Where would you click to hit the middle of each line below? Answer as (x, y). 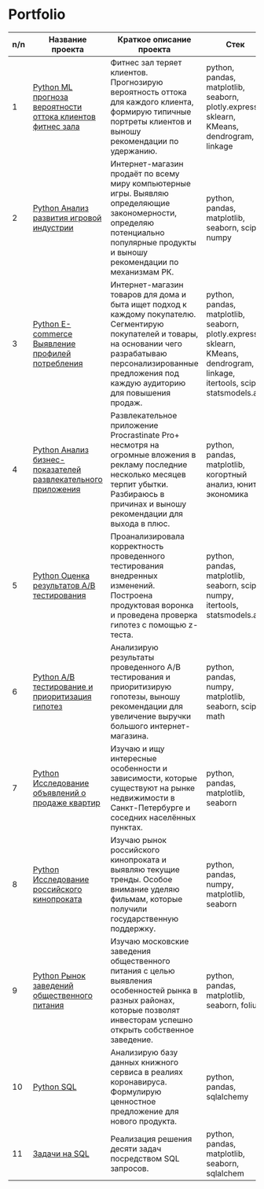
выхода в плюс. (140, 523)
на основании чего (147, 344)
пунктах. (126, 827)
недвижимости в (143, 797)
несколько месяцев (148, 474)
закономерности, (144, 212)
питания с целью (143, 970)
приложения (57, 489)
